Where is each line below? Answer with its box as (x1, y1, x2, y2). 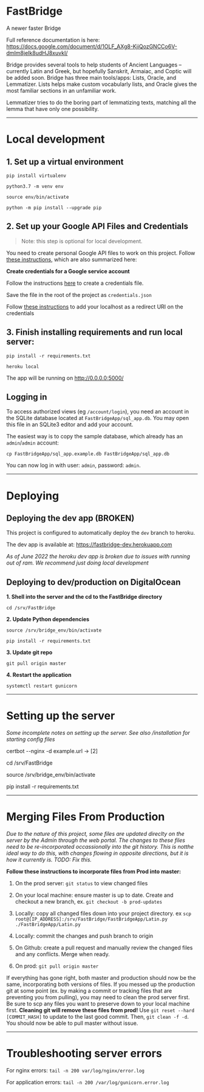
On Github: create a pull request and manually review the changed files (15, 944, 193, 952)
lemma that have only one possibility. (6, 105, 99, 112)
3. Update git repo (6, 649, 53, 656)
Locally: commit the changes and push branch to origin (15, 932, 154, 940)
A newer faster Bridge (6, 24, 61, 32)
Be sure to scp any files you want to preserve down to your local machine (6, 1000, 190, 1007)
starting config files (6, 736, 56, 743)
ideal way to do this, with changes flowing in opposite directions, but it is (6, 849, 189, 857)
